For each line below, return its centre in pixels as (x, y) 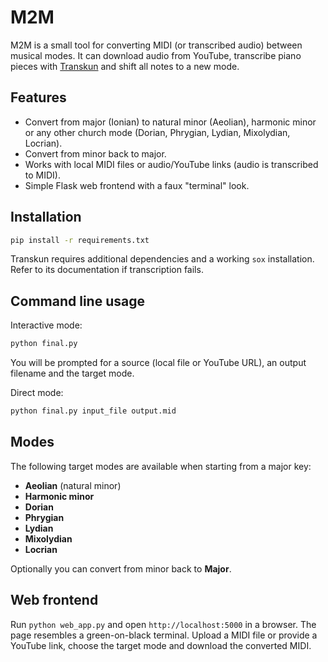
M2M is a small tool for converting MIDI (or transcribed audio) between (156, 45)
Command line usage (77, 301)
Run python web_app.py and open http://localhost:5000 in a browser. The (163, 624)
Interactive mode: (46, 325)
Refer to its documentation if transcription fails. (107, 270)
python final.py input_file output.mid (93, 411)
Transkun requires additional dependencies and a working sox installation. (162, 259)
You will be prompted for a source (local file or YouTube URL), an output (158, 363)
